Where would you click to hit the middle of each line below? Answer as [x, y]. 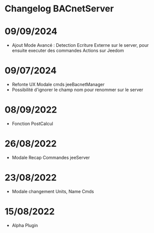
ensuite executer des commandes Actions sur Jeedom [68, 51]
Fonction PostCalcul [32, 123]
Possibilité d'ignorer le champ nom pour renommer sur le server [77, 90]
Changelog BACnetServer [59, 9]
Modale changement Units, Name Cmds [53, 191]
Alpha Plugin [25, 225]
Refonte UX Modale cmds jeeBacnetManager [58, 85]
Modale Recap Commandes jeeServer [51, 157]
